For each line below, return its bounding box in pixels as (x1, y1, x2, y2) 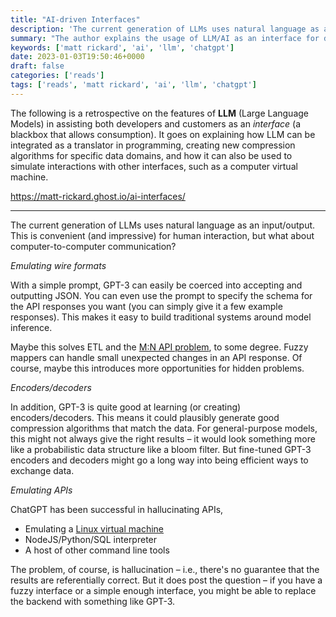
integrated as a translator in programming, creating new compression (10, 139, 296, 151)
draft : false (10, 61, 65, 71)
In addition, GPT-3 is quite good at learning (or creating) (10, 401, 242, 413)
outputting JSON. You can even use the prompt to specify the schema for (10, 289, 313, 301)
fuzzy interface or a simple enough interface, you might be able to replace (10, 584, 317, 596)
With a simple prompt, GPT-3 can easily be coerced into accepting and (10, 279, 303, 291)
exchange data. (10, 464, 75, 476)
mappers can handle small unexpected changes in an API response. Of (10, 351, 303, 363)
